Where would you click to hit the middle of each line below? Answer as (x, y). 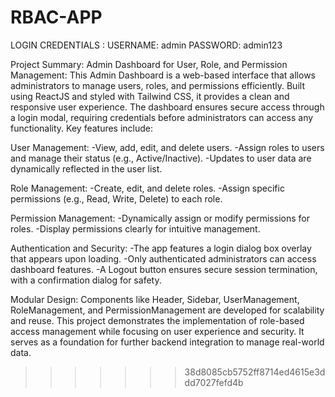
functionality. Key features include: (82, 128)
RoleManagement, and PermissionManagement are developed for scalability (167, 310)
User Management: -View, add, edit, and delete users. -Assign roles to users (167, 147)
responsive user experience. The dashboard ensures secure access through (167, 107)
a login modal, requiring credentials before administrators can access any (162, 117)
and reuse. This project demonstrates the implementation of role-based (157, 320)
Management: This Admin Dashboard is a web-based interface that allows (163, 75)
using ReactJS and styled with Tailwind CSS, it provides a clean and (150, 96)
